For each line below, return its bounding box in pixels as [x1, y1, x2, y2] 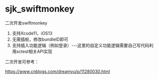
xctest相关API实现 [16, 48, 53, 54]
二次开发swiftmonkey [5, 20, 47, 26]
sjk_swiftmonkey [5, 3, 75, 15]
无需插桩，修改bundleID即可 [12, 36, 69, 42]
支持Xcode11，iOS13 [12, 30, 53, 36]
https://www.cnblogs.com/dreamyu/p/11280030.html [5, 68, 110, 74]
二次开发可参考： [5, 59, 39, 64]
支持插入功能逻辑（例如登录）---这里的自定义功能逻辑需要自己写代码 [12, 42, 150, 48]
